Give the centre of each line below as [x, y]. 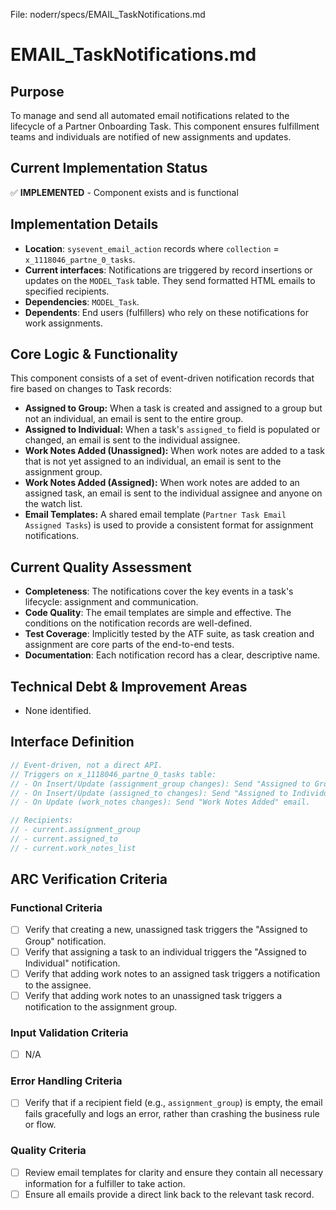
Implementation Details [84, 224]
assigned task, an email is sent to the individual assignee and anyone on [173, 493]
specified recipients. [67, 291]
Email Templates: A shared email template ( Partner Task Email [155, 515]
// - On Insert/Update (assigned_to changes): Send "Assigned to [149, 793]
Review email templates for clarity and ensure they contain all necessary [174, 1172]
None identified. [58, 711]
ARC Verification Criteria [89, 879]
